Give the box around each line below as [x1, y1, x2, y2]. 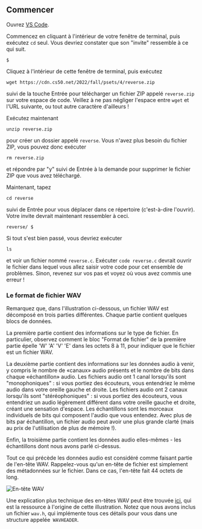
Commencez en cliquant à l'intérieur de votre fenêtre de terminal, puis [6, 33, 180, 40]
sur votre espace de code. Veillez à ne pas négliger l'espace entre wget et [6, 96, 189, 103]
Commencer [6, 5, 54, 15]
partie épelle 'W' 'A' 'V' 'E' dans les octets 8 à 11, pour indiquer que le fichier [6, 342, 195, 350]
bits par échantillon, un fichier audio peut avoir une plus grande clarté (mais [6, 418, 194, 425]
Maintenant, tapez [6, 184, 51, 191]
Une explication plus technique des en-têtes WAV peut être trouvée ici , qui [6, 497, 192, 504]
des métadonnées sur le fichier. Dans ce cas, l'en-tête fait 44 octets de [6, 467, 183, 475]
